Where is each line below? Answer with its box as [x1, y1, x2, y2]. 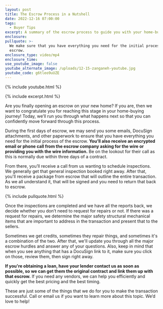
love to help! [5, 298, 30, 304]
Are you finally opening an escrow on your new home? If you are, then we [5, 103, 152, 109]
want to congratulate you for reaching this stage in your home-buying [5, 108, 144, 114]
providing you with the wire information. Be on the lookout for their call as [5, 148, 155, 154]
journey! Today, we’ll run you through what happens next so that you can [5, 113, 151, 119]
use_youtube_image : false [5, 61, 57, 66]
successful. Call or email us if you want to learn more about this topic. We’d [5, 293, 156, 299]
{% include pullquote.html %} [5, 193, 64, 199]
